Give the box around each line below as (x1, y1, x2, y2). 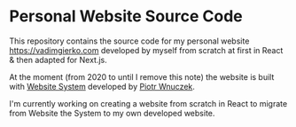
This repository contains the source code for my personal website (9, 36, 250, 46)
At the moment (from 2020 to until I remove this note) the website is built (9, 71, 275, 82)
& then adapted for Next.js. (9, 54, 108, 65)
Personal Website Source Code (9, 6, 243, 27)
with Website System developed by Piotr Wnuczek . (9, 81, 195, 91)
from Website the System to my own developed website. (9, 107, 215, 118)
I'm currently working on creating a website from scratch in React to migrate (9, 98, 288, 108)
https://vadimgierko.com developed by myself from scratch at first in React (9, 44, 284, 55)
